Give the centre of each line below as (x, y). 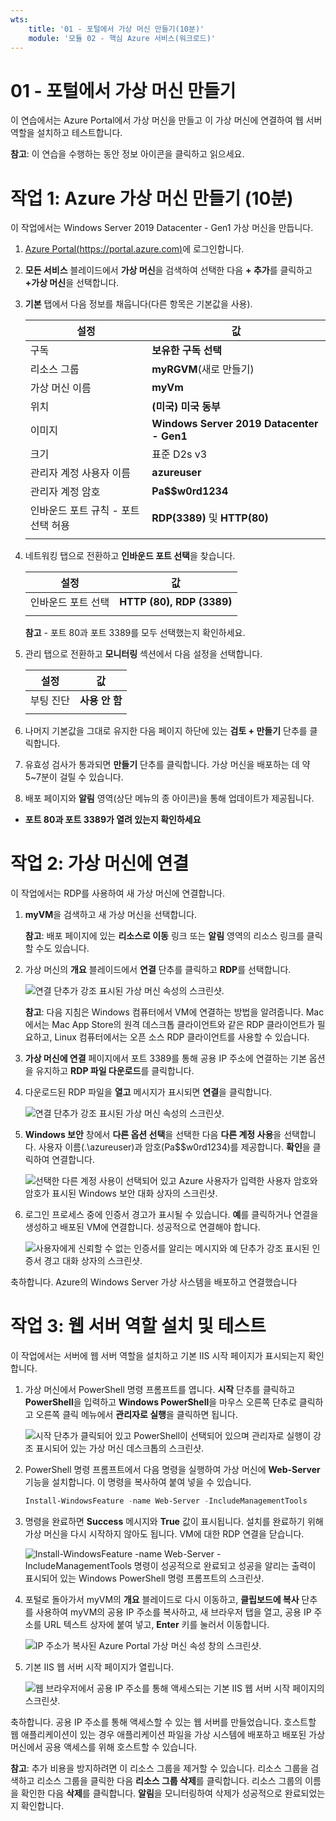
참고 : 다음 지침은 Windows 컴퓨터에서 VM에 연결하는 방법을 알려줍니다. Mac (174, 1012)
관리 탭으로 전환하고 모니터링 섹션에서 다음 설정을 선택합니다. (143, 654)
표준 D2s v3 (179, 454)
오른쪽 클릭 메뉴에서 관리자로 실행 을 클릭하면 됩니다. (136, 1415)
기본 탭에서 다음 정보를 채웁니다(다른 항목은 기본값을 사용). (138, 304)
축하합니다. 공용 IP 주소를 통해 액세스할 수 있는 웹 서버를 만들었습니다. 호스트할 (163, 1722)
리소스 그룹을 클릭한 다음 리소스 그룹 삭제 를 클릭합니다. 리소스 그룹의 (169, 1780)
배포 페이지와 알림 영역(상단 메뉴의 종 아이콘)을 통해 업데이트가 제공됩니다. (169, 798)
